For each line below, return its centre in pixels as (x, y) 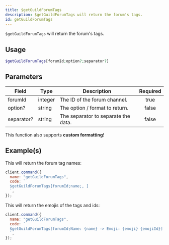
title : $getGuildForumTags (33, 10)
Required (150, 91)
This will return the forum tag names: (44, 163)
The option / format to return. (94, 108)
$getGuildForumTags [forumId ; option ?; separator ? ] (57, 61)
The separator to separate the (95, 116)
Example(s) (23, 151)
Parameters (24, 77)
